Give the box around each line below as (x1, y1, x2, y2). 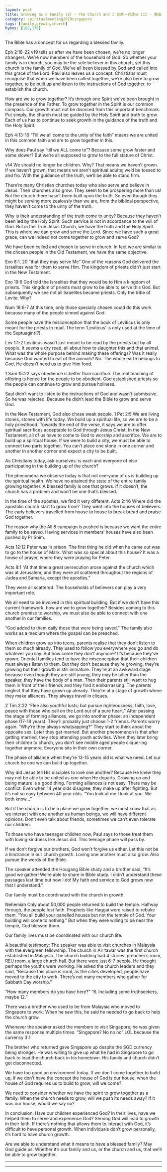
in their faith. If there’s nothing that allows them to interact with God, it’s (5, 1121, 151, 1127)
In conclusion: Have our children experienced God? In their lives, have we (5, 1110, 156, 1116)
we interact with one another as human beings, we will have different (5, 811, 146, 817)
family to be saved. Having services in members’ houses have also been (5, 529, 153, 535)
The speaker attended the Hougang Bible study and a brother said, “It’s (5, 867, 151, 873)
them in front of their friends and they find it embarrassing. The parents (5, 682, 152, 688)
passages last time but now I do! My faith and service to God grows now (5, 877, 153, 883)
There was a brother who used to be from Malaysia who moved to (5, 1004, 140, 1010)
